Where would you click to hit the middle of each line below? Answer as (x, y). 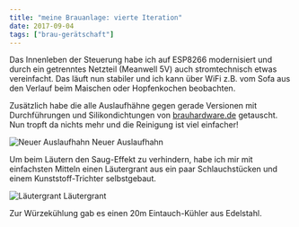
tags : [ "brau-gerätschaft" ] (62, 34)
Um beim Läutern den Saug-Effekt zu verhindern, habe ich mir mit (131, 160)
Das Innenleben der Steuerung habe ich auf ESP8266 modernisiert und (141, 60)
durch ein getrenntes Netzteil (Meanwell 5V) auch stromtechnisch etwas (143, 69)
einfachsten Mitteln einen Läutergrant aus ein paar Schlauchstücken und (144, 169)
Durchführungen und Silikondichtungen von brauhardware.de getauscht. (144, 115)
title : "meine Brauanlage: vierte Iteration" (96, 17)
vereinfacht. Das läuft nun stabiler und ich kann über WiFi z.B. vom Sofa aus (150, 79)
